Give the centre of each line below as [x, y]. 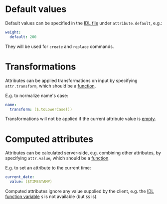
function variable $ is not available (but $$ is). [52, 196]
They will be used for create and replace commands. [60, 46]
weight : [13, 32]
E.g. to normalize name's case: [37, 95]
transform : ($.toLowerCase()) [41, 109]
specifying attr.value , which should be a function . [57, 158]
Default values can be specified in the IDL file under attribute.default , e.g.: [84, 23]
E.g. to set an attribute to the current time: [48, 168]
